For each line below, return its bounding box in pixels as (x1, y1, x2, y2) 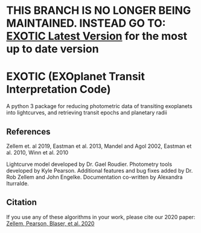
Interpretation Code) (6, 83, 111, 97)
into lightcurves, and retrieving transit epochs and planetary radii (6, 109, 167, 116)
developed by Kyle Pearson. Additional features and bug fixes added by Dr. (6, 167, 193, 174)
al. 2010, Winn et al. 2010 (6, 148, 69, 156)
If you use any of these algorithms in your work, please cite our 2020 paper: (6, 213, 196, 220)
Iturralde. (6, 179, 29, 187)
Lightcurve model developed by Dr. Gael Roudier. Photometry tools (6, 161, 173, 168)
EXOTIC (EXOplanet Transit (6, 70, 145, 83)
